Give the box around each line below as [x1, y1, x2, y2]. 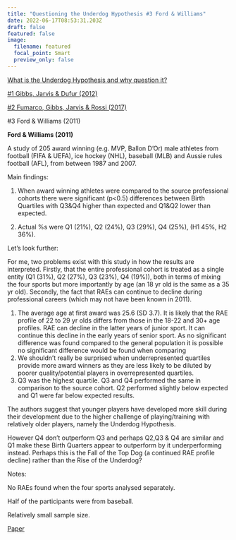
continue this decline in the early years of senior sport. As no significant [17, 331, 227, 340]
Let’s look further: [7, 244, 58, 252]
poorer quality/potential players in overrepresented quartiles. [17, 368, 194, 377]
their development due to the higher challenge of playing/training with [7, 412, 210, 421]
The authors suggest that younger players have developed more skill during [7, 404, 228, 413]
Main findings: [7, 172, 49, 181]
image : [7, 37, 27, 44]
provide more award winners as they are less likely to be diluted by [17, 361, 212, 369]
